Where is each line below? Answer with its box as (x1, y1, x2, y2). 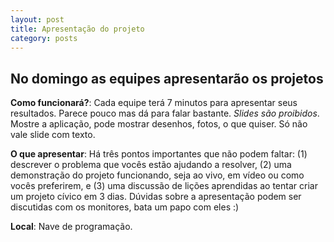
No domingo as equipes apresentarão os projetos (10, 70, 324, 87)
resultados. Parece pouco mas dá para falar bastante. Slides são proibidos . (10, 107, 320, 120)
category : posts (10, 33, 78, 43)
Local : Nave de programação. (10, 221, 133, 233)
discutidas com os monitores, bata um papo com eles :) (10, 201, 240, 213)
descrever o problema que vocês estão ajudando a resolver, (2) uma (10, 159, 292, 171)
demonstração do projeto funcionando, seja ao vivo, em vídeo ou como (10, 169, 305, 181)
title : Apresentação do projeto (10, 24, 145, 34)
